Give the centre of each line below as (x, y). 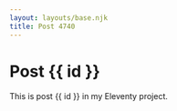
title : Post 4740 (42, 26)
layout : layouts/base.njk (58, 18)
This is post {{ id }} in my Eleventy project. (89, 96)
